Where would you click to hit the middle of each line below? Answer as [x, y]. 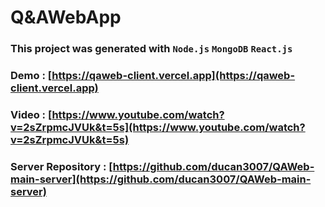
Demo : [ [31, 76]
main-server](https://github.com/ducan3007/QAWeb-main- [161, 179]
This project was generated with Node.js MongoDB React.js [151, 49]
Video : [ [31, 114]
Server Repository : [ [61, 166]
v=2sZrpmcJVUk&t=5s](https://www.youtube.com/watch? [158, 127]
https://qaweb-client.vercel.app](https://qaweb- [173, 76]
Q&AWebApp [66, 17]
